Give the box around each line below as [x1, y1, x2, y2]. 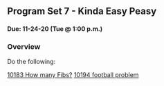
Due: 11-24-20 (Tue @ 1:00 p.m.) [7, 24, 103, 33]
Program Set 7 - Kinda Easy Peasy [7, 6, 157, 17]
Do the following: [7, 58, 56, 66]
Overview [7, 41, 41, 51]
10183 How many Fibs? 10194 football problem [7, 71, 139, 79]
